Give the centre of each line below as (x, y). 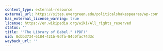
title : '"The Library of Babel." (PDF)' (47, 32)
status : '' (16, 28)
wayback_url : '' (21, 41)
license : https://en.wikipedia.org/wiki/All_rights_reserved (68, 23)
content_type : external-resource (39, 9)
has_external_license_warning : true (42, 18)
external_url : (19, 14)
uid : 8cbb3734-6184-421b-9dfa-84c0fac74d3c (50, 37)
